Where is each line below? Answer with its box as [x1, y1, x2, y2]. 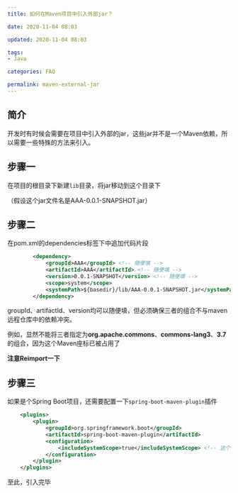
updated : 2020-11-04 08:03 [7, 36, 87, 43]
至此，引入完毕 [7, 478, 51, 487]
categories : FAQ [7, 68, 55, 75]
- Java [7, 55, 27, 62]
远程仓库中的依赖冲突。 [7, 315, 76, 323]
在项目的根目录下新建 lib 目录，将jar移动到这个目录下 [7, 181, 161, 189]
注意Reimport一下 [7, 354, 60, 362]
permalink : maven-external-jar [7, 81, 100, 89]
